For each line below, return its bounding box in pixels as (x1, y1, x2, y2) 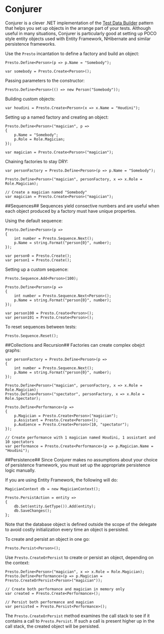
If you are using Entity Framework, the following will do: (5, 477, 118, 483)
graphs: (5, 347, 21, 353)
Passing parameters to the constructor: (5, 77, 85, 83)
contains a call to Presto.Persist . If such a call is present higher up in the (5, 618, 155, 624)
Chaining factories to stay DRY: (5, 158, 68, 164)
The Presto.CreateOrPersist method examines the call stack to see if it (5, 613, 150, 619)
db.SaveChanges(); (14, 508, 52, 513)
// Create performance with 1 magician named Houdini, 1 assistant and (5, 435, 156, 440)
